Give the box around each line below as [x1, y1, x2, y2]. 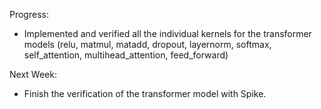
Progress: [9, 9, 49, 20]
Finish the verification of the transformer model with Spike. [23, 88, 267, 99]
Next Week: [9, 69, 57, 80]
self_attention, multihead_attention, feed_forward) [23, 49, 229, 61]
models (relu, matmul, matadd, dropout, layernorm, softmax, [23, 39, 272, 50]
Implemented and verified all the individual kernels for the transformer [23, 28, 312, 39]
